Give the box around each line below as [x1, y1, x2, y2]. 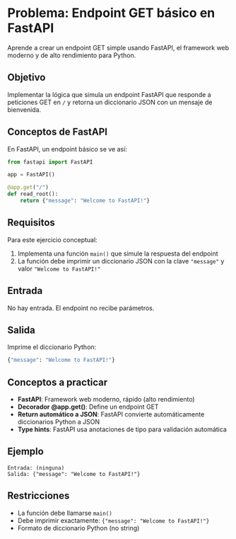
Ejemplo [7, 446, 44, 458]
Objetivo [7, 72, 46, 84]
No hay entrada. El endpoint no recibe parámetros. [7, 303, 155, 312]
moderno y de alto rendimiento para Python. [7, 51, 136, 59]
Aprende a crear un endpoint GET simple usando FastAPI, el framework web [7, 43, 230, 52]
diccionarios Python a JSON [17, 418, 100, 426]
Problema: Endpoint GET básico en [7, 5, 216, 21]
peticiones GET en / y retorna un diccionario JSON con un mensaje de [7, 98, 213, 106]
